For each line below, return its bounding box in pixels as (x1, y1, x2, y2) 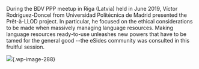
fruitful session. (6, 43, 45, 50)
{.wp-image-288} (12, 56, 56, 62)
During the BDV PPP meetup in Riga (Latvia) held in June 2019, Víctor (6, 5, 178, 12)
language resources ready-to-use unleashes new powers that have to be (6, 31, 187, 38)
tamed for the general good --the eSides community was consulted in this (6, 37, 190, 44)
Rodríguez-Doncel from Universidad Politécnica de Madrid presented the (6, 11, 188, 19)
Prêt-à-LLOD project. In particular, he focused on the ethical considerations (6, 18, 193, 25)
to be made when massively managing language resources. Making (6, 24, 173, 31)
